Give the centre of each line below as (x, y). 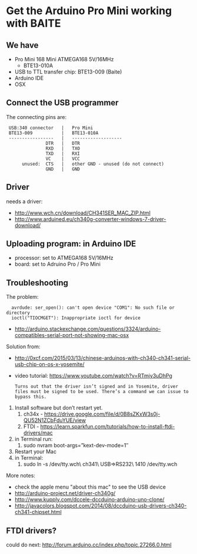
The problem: (22, 297)
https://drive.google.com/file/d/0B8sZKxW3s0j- (102, 414)
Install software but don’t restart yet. (59, 408)
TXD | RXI (63, 154)
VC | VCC (63, 159)
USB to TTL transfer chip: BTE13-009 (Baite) (68, 72)
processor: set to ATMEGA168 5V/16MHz (64, 258)
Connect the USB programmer (62, 103)
